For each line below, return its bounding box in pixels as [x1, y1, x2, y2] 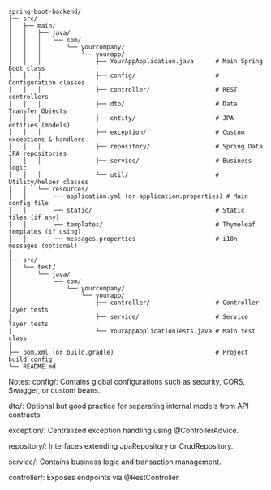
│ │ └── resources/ [8, 185, 89, 193]
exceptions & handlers [8, 135, 85, 144]
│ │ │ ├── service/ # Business [8, 157, 252, 165]
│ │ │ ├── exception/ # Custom [8, 128, 245, 136]
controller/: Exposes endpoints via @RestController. [8, 473, 181, 482]
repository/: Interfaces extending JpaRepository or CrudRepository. [8, 441, 234, 450]
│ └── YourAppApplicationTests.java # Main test [8, 327, 256, 335]
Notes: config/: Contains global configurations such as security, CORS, [8, 377, 246, 386]
